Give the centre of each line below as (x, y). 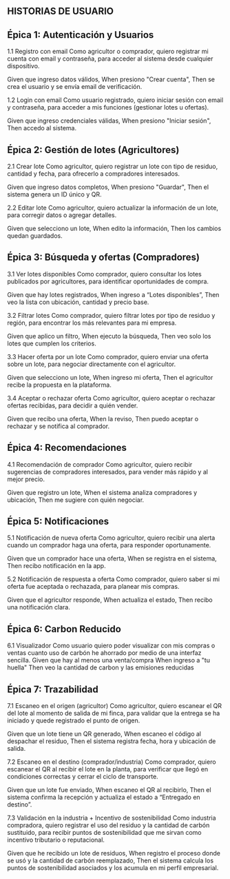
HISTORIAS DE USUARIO (61, 11)
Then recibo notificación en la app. (56, 566)
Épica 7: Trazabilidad (53, 689)
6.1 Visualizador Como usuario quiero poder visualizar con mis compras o (111, 646)
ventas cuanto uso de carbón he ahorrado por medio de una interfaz (104, 653)
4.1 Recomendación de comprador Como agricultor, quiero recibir (100, 464)
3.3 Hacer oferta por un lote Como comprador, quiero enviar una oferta (108, 356)
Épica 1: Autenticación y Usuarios (81, 35)
